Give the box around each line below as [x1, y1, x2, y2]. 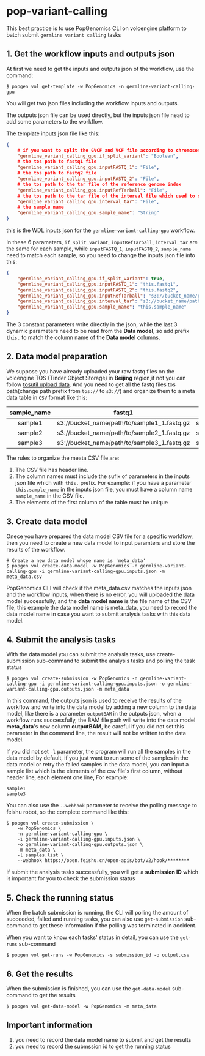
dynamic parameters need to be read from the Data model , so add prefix [6, 328, 190, 334]
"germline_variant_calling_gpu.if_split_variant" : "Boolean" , [17, 153, 179, 159]
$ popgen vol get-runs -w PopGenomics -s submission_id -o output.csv [6, 952, 190, 959]
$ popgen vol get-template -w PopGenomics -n [6, 83, 124, 89]
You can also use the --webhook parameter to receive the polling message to [6, 802, 197, 809]
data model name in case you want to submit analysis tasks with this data [6, 610, 191, 618]
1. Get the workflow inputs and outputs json [6, 49, 175, 59]
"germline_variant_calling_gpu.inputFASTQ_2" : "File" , [17, 176, 160, 182]
